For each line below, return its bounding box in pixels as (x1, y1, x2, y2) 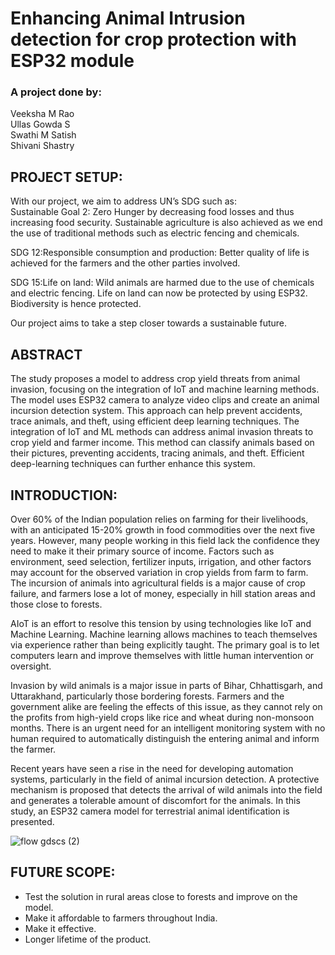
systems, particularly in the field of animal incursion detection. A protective (10, 773, 320, 785)
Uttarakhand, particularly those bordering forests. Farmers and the (10, 690, 285, 702)
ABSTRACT (10, 346, 83, 363)
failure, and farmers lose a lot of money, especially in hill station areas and (10, 587, 316, 599)
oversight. (10, 660, 52, 672)
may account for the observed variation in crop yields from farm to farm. (10, 566, 309, 578)
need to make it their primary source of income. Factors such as (10, 545, 275, 557)
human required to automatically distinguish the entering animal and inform (10, 732, 320, 744)
